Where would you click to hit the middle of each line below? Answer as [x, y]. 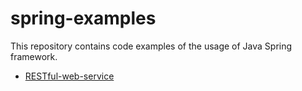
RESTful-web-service [69, 76]
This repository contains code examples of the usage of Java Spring [151, 46]
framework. [34, 56]
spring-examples [83, 18]
